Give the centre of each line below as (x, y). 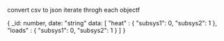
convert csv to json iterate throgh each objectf (74, 10)
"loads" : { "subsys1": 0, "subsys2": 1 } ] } (66, 30)
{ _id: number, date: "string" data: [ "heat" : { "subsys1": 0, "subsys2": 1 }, (112, 23)
